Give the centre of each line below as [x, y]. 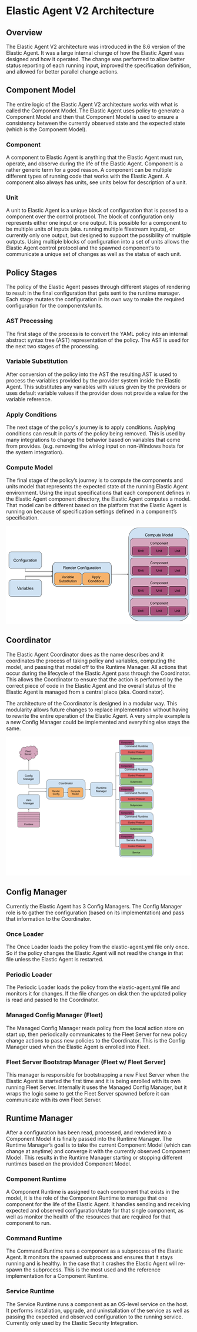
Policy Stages [32, 273]
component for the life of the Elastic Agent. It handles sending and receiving [98, 1204]
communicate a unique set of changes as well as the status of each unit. [94, 254]
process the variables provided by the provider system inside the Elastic [94, 380]
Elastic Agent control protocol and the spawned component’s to [83, 248]
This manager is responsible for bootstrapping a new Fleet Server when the [98, 1074]
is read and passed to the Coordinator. [53, 1000]
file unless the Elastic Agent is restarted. [55, 959]
